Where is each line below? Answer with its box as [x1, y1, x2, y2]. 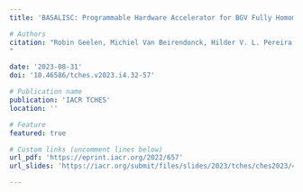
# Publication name [9, 87, 83, 96]
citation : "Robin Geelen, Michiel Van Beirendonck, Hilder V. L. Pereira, [9, 38, 297, 47]
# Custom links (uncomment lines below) [9, 145, 164, 154]
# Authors [9, 29, 47, 39]
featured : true [9, 128, 67, 138]
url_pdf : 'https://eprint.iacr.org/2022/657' [9, 153, 183, 162]
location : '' [9, 104, 59, 113]
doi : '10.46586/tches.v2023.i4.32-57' [9, 71, 155, 80]
